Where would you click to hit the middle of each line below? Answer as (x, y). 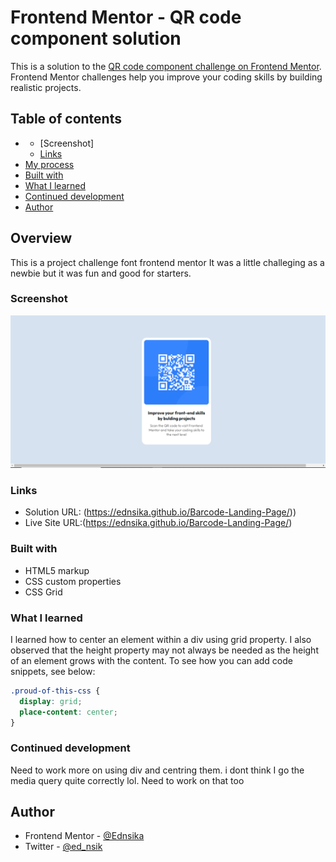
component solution (96, 38)
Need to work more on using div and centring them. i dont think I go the (157, 770)
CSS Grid (43, 592)
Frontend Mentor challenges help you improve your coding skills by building (166, 77)
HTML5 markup (57, 570)
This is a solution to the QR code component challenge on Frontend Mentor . (166, 66)
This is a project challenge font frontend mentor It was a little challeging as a (167, 262)
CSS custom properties (73, 581)
